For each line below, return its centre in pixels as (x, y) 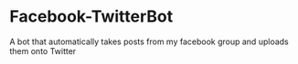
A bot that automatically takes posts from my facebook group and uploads (149, 41)
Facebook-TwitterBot (91, 17)
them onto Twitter (43, 50)
